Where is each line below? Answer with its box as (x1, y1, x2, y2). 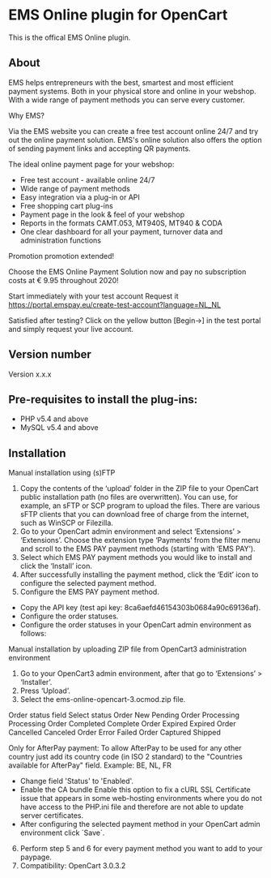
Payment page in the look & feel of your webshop (19, 209, 185, 219)
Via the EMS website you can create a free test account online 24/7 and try (8, 126, 259, 136)
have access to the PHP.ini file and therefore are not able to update (19, 802, 244, 812)
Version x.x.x (8, 369, 52, 379)
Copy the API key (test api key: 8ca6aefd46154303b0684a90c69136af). (19, 603, 261, 613)
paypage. (19, 852, 53, 862)
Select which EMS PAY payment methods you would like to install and (19, 553, 252, 562)
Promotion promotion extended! (8, 251, 115, 260)
